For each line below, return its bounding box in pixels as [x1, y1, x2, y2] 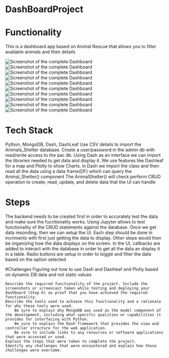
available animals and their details [5, 49, 76, 55]
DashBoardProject [5, 4, 84, 15]
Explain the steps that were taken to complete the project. [5, 339, 137, 344]
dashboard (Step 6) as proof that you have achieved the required [5, 290, 148, 295]
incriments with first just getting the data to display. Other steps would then [5, 235, 161, 241]
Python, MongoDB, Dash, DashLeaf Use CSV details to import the [5, 142, 141, 148]
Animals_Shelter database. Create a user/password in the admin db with [5, 147, 155, 153]
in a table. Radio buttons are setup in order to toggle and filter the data [5, 251, 151, 257]
